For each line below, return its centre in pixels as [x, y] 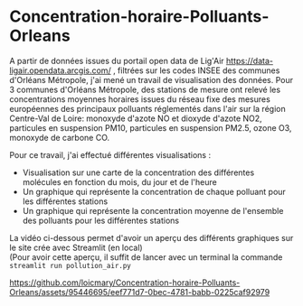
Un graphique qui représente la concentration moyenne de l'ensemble [153, 210]
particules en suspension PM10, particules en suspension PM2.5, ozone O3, [151, 127]
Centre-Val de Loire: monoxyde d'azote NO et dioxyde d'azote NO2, [136, 118]
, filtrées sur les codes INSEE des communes [196, 70]
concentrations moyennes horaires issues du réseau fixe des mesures [140, 99]
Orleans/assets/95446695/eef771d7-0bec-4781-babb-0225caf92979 [140, 292]
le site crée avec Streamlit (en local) [76, 247]
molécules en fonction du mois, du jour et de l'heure [119, 181]
